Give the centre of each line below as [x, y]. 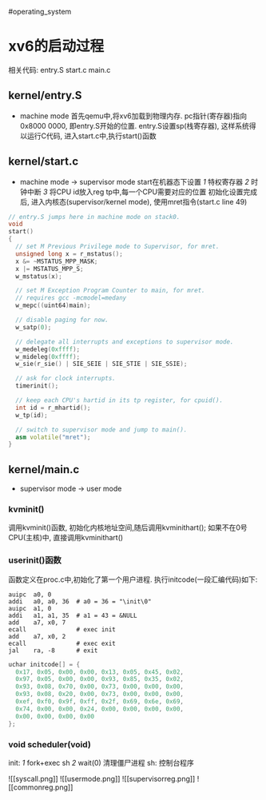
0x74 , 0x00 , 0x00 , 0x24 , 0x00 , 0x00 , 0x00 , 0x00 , [100, 709]
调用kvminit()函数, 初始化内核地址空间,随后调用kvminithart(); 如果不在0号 [128, 527]
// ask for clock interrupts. [66, 379]
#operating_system [40, 12]
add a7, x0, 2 [37, 636]
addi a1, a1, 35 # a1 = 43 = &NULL [73, 615]
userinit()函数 [35, 560]
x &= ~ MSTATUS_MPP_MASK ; [57, 261]
